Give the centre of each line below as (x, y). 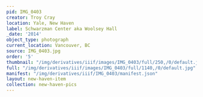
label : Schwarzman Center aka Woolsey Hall (62, 29)
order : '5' (20, 57)
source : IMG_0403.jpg (34, 51)
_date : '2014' (24, 34)
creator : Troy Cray (31, 17)
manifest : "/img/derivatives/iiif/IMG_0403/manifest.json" (82, 74)
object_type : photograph (37, 40)
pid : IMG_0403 (24, 12)
